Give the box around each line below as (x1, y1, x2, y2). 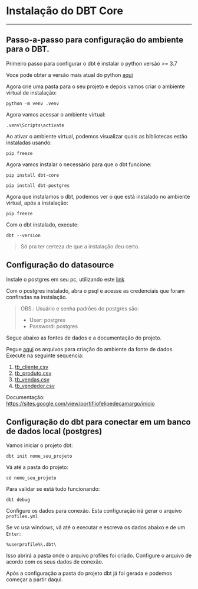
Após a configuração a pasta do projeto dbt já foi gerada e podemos (6, 569, 173, 577)
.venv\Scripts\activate (6, 122, 65, 128)
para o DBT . (6, 44, 50, 54)
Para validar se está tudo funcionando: (6, 486, 100, 493)
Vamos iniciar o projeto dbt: (6, 442, 73, 449)
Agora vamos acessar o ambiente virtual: (6, 111, 106, 118)
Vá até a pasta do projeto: (6, 464, 69, 471)
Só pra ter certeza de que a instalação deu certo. (20, 242, 140, 250)
